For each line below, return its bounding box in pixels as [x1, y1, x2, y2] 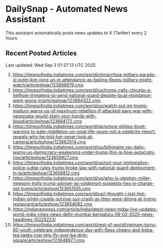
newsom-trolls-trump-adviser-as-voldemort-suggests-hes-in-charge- [12, 180, 154, 186]
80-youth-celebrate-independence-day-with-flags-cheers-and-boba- [12, 227, 154, 232]
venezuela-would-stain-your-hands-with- [12, 113, 97, 119]
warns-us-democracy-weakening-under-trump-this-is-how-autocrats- [12, 149, 156, 155]
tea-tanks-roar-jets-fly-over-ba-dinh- [12, 232, 88, 238]
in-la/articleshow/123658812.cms [12, 170, 80, 176]
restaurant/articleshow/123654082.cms [12, 201, 93, 207]
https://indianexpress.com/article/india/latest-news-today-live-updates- [12, 206, 158, 212]
